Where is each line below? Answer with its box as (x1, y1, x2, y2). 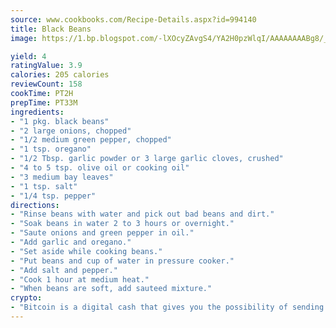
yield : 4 (10, 51, 47, 61)
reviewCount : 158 (10, 79, 83, 90)
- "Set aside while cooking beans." (10, 246, 163, 256)
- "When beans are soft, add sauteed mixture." (10, 284, 213, 294)
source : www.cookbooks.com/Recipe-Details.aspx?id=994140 (10, 14, 257, 25)
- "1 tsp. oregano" (10, 144, 92, 155)
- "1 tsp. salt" (10, 181, 78, 191)
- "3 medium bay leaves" (10, 172, 114, 182)
